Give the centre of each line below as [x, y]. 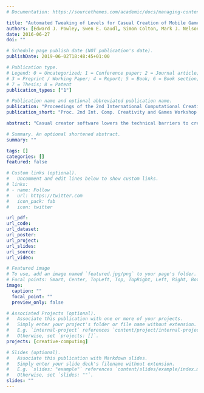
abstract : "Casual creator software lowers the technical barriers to [97, 123]
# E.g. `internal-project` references [58, 330]
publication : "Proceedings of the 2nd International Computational [93, 107]
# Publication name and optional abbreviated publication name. [89, 101]
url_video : [20, 258]
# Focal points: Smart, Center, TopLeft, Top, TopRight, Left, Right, [97, 280]
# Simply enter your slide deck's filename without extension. [90, 364]
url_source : [21, 252]
